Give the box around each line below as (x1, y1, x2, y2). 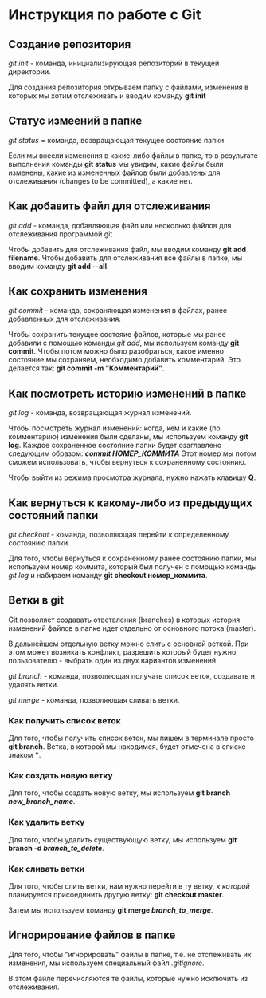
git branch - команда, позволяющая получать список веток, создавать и (8, 671, 256, 680)
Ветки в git (8, 593, 65, 608)
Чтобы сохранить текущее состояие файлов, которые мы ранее (8, 330, 227, 339)
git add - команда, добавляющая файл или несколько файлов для (8, 220, 232, 230)
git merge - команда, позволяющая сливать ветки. (8, 695, 180, 704)
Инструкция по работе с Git (8, 6, 201, 24)
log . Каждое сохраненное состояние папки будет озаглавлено (8, 441, 222, 450)
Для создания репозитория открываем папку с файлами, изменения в (8, 82, 249, 92)
